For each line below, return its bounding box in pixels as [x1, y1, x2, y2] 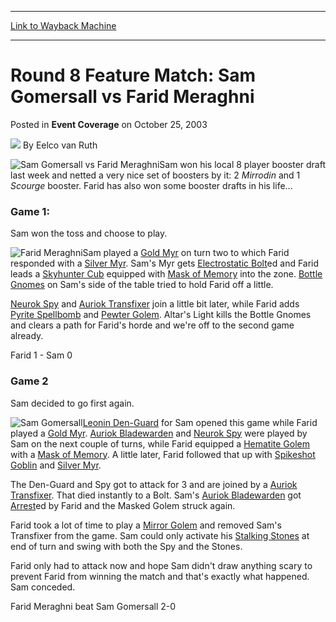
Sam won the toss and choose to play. [10, 227, 168, 240]
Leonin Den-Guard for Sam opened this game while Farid [82, 416, 318, 428]
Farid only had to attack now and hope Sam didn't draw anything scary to [10, 559, 313, 571]
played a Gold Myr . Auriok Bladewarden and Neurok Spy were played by [10, 427, 308, 439]
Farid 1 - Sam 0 [10, 349, 73, 361]
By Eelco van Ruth [22, 139, 98, 151]
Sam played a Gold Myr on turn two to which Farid [82, 247, 290, 259]
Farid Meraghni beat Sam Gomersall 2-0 [10, 600, 177, 612]
